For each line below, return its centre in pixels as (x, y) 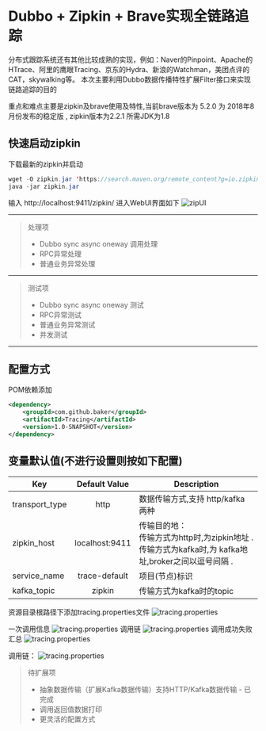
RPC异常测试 (60, 315)
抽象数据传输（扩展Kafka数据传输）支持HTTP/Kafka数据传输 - (141, 689)
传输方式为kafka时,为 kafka (189, 549)
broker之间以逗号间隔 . (191, 561)
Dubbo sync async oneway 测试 (91, 304)
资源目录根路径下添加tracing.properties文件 (79, 612)
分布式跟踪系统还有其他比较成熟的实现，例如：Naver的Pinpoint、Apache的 (131, 59)
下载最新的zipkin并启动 (46, 164)
